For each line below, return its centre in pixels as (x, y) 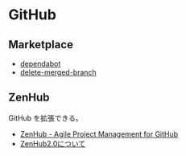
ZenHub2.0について (53, 143)
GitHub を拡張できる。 (45, 117)
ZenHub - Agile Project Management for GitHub (99, 133)
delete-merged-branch (58, 72)
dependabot (40, 64)
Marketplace (41, 45)
